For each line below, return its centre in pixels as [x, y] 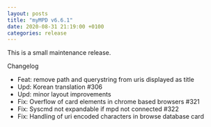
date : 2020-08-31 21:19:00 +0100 [56, 26]
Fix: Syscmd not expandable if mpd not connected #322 [98, 109]
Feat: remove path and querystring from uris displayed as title [106, 80]
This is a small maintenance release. [59, 53]
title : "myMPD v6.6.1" [40, 20]
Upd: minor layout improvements [64, 94]
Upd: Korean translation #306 [60, 87]
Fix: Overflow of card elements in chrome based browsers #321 [108, 102]
